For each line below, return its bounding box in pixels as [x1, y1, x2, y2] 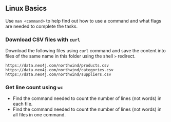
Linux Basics [5, 4, 47, 13]
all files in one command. [12, 112, 66, 118]
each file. [12, 101, 33, 107]
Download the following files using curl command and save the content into [5, 48, 166, 54]
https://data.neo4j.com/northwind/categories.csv [5, 68, 114, 73]
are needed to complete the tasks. [5, 23, 78, 29]
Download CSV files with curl [5, 36, 81, 43]
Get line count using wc [5, 84, 63, 91]
